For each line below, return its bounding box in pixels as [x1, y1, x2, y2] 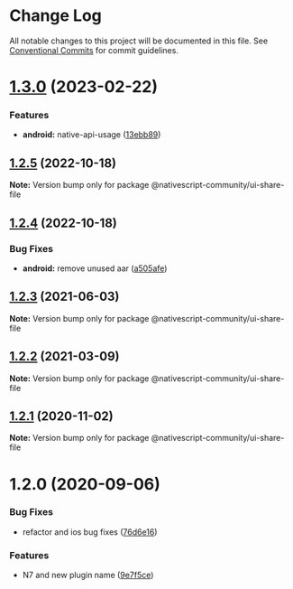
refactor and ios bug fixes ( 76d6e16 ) [22, 526, 158, 538]
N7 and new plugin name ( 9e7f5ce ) [22, 570, 154, 581]
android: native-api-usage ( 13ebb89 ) [22, 129, 161, 140]
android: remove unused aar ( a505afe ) [22, 263, 168, 274]
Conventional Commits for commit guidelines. [9, 44, 179, 55]
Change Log [9, 5, 102, 26]
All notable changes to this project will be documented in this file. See [9, 35, 269, 46]
